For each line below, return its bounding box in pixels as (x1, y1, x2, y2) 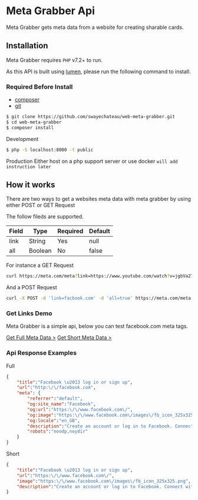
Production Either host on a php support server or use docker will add (6, 158, 178, 165)
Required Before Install (6, 83, 73, 91)
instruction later (6, 164, 51, 169)
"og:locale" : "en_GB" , (27, 417, 81, 423)
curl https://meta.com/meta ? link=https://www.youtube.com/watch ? (6, 273, 170, 279)
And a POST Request (6, 284, 57, 291)
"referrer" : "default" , (27, 396, 83, 402)
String (28, 237, 46, 246)
